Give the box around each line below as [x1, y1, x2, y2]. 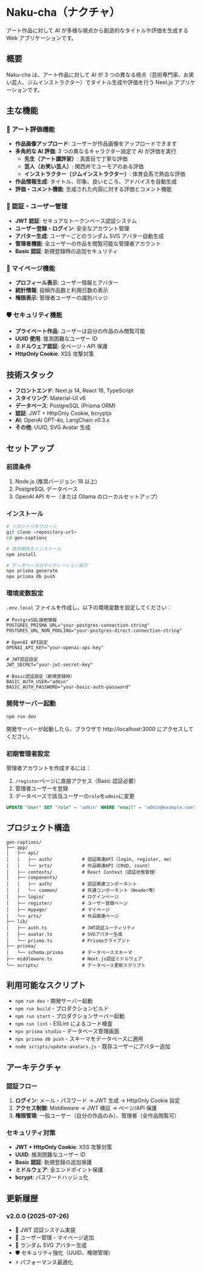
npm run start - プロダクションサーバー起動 [14, 1012, 125, 1020]
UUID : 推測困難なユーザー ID [14, 1151, 86, 1158]
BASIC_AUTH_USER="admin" [6, 679, 69, 685]
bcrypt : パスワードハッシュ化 [14, 1173, 89, 1181]
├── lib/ [6, 918, 28, 924]
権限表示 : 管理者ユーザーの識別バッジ [14, 294, 109, 302]
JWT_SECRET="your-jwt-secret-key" [6, 662, 94, 668]
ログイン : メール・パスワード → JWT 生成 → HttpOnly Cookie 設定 [14, 1097, 180, 1104]
